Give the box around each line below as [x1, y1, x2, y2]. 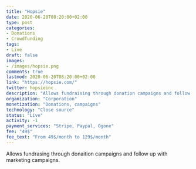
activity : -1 [6, 118, 38, 124]
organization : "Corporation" [6, 96, 77, 102]
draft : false [6, 52, 38, 58]
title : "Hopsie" [6, 8, 46, 15]
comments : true [6, 69, 43, 75]
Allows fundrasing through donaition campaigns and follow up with [6, 150, 168, 157]
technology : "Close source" [6, 107, 75, 113]
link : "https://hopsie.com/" [6, 80, 77, 86]
